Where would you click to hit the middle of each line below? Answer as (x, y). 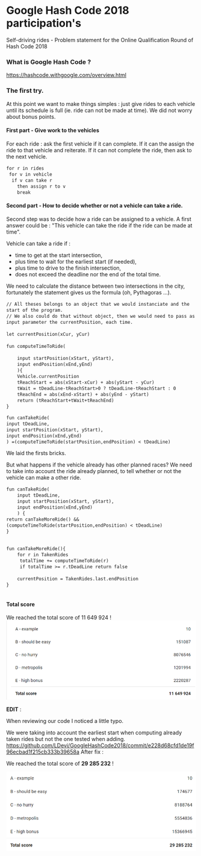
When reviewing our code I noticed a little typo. (65, 721)
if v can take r (32, 180)
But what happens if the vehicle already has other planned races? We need (99, 465)
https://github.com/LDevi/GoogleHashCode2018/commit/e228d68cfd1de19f (100, 746)
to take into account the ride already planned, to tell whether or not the (94, 471)
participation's (44, 23)
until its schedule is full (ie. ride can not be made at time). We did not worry (99, 110)
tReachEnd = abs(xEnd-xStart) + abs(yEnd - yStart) (83, 394)
